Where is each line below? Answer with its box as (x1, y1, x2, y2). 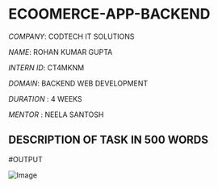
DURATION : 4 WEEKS (8, 94, 82, 103)
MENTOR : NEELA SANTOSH (8, 110, 104, 119)
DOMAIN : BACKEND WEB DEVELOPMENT (8, 78, 149, 88)
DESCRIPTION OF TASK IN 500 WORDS (8, 133, 208, 147)
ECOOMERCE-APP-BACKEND (8, 5, 211, 23)
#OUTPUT (8, 154, 43, 164)
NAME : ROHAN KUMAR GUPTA (8, 47, 113, 56)
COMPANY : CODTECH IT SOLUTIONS (8, 31, 135, 41)
